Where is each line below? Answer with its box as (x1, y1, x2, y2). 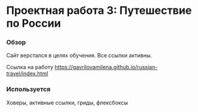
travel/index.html (6, 70, 48, 77)
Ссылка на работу (6, 64, 53, 71)
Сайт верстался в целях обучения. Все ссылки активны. (6, 52, 153, 59)
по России (6, 16, 61, 30)
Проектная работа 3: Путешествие (6, 4, 192, 18)
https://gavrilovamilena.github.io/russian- (54, 64, 158, 71)
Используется (6, 85, 51, 94)
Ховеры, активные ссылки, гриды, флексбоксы (6, 99, 128, 106)
